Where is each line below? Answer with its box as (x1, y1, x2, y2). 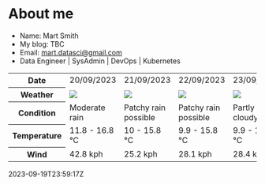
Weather (20, 89, 54, 100)
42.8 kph (69, 148, 104, 159)
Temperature (12, 130, 62, 142)
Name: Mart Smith (19, 31, 79, 40)
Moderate (69, 102, 106, 113)
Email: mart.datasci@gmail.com (19, 47, 122, 57)
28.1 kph (178, 148, 213, 159)
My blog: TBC (19, 39, 65, 48)
